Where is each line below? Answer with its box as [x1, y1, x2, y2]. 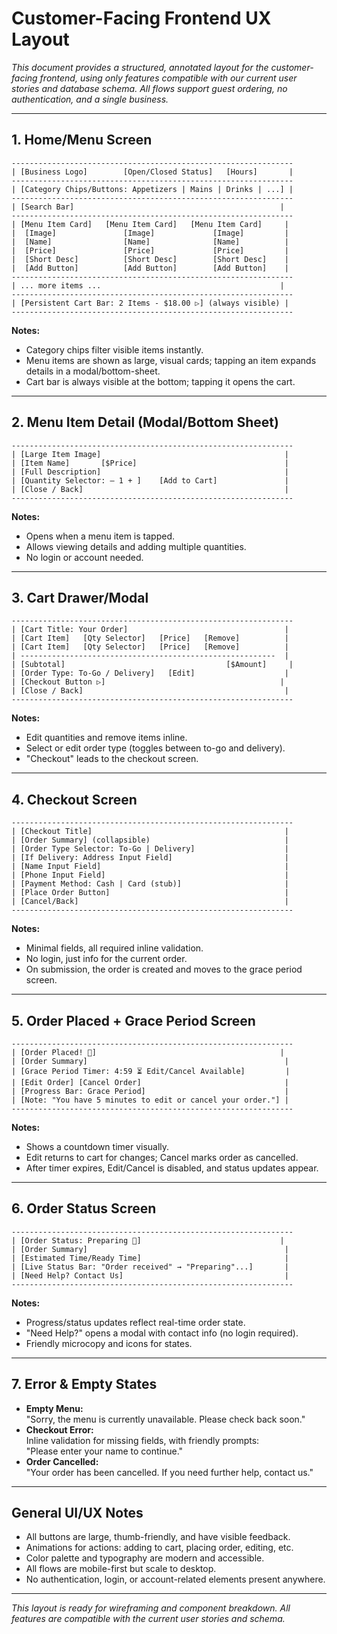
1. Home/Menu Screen [11, 132, 153, 149]
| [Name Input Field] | [11, 862, 289, 872]
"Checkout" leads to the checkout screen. [25, 753, 199, 765]
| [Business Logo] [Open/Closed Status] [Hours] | [11, 167, 294, 177]
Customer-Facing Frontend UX [11, 7, 272, 30]
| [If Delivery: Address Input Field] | [11, 853, 289, 863]
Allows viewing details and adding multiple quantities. [25, 540, 247, 552]
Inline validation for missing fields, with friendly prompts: [25, 1434, 260, 1446]
